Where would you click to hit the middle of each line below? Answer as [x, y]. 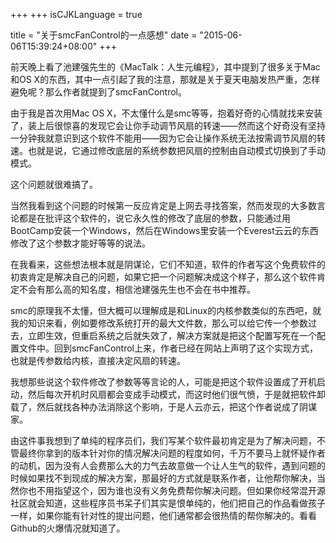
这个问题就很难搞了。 [54, 184]
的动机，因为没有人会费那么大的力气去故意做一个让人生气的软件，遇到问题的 [168, 465]
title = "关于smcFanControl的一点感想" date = [104, 35]
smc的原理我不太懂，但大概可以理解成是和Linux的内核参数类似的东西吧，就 [166, 310]
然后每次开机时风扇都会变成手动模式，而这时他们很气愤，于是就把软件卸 [176, 394]
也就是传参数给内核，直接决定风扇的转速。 [98, 360]
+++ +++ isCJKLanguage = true [76, 14]
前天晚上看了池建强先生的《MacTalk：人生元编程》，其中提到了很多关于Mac [165, 67]
